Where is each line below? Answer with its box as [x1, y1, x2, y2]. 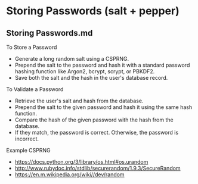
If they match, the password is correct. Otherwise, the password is [14, 129, 179, 136]
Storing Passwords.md [6, 28, 93, 38]
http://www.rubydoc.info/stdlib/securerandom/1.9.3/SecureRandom [14, 165, 181, 171]
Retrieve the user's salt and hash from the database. [14, 97, 144, 104]
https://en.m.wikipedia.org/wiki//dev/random [14, 171, 125, 178]
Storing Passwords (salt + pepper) [6, 4, 180, 18]
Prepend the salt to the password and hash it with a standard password [14, 61, 190, 68]
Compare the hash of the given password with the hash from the [14, 116, 174, 123]
